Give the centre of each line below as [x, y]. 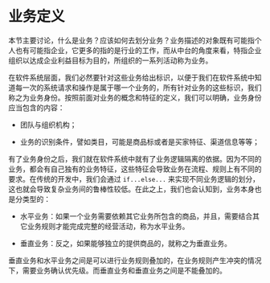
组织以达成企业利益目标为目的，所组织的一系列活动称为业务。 [110, 60]
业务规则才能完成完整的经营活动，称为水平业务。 [108, 226]
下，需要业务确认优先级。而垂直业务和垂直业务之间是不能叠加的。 [117, 270]
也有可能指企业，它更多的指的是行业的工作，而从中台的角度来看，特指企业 [138, 50]
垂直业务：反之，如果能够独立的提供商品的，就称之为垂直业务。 [125, 243]
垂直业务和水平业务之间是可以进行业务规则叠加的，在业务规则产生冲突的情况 [135, 260]
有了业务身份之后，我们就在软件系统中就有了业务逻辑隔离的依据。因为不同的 [135, 158]
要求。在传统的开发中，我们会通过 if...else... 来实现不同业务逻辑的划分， [134, 178]
